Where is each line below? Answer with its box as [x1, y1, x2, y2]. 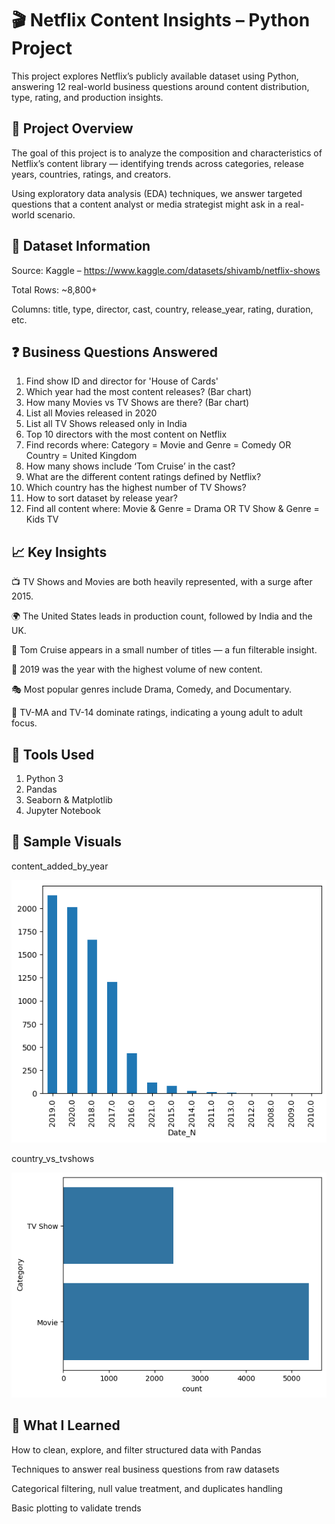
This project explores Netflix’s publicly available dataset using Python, [11, 70, 299, 82]
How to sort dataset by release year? [25, 492, 178, 504]
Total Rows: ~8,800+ [11, 283, 98, 296]
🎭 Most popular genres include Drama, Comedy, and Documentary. [11, 683, 293, 696]
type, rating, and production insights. [11, 91, 164, 103]
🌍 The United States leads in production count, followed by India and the [11, 610, 313, 622]
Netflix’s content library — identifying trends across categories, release [11, 157, 305, 169]
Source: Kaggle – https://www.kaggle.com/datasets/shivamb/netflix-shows [11, 264, 321, 276]
